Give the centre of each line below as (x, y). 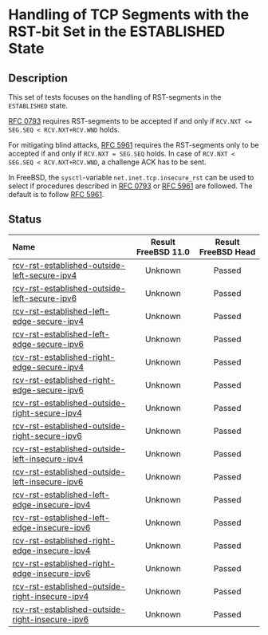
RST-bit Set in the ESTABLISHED (117, 32)
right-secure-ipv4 (47, 412)
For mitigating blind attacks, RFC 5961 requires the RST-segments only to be (134, 145)
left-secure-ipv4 (45, 275)
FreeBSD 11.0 (163, 251)
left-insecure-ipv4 (48, 459)
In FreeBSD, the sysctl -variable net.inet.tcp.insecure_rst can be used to (131, 177)
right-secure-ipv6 (47, 436)
